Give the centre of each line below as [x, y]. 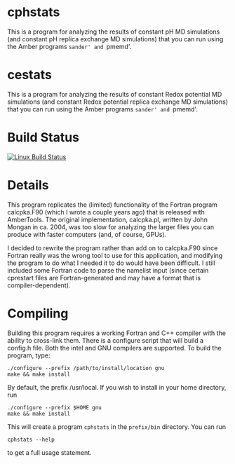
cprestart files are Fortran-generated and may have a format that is [104, 278]
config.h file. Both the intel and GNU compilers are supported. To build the [115, 348]
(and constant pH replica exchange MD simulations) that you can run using [115, 39]
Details [28, 185]
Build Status [43, 138]
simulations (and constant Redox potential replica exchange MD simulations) [117, 102]
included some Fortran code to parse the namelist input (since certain [108, 270]
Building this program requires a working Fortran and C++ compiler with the [117, 333]
